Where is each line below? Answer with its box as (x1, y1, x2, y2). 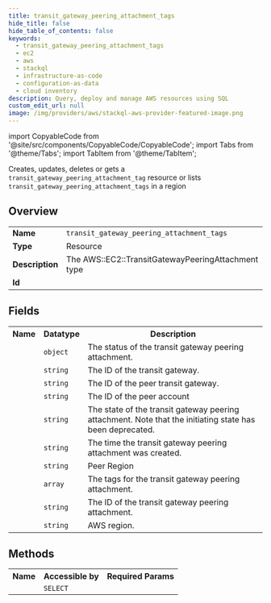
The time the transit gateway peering (87, 437, 227, 448)
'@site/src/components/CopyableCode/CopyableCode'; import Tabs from (8, 140, 254, 149)
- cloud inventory (15, 86, 78, 95)
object (43, 347, 69, 356)
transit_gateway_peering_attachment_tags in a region (8, 181, 187, 190)
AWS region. (87, 519, 135, 530)
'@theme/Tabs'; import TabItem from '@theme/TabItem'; (8, 148, 197, 158)
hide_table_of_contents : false (8, 27, 114, 35)
